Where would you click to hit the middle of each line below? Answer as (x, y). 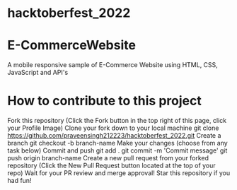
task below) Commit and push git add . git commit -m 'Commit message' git (117, 150)
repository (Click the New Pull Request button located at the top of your (111, 166)
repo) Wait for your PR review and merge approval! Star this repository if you (119, 173)
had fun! (19, 181)
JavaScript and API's (38, 73)
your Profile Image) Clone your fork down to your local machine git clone (113, 128)
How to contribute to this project (104, 101)
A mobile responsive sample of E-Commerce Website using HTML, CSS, (112, 65)
